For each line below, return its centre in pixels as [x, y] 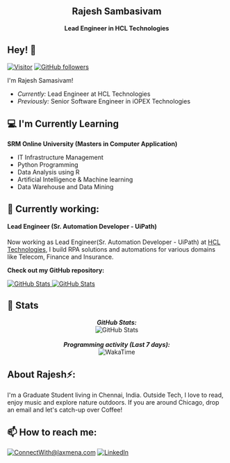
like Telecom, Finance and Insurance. [60, 257]
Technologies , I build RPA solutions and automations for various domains [111, 250]
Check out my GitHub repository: [56, 270]
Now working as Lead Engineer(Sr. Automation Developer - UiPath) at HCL [114, 242]
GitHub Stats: [117, 322]
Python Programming [48, 165]
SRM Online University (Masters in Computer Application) [92, 144]
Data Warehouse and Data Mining [65, 187]
